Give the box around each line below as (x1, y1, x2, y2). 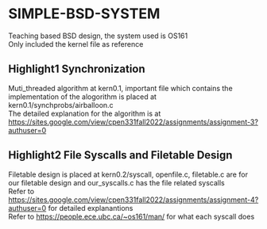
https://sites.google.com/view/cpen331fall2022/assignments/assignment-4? (8, 195, 259, 204)
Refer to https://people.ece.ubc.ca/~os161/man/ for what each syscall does (8, 212, 255, 221)
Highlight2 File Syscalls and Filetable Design (8, 148, 233, 162)
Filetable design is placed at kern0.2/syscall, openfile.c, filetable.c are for (8, 170, 249, 179)
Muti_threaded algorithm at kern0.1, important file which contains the (8, 83, 233, 93)
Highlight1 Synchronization (8, 63, 145, 76)
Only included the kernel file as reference (8, 39, 144, 48)
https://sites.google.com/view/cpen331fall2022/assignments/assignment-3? (8, 116, 258, 127)
